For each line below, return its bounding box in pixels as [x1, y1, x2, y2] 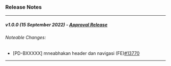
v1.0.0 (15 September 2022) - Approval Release [5, 21, 108, 27]
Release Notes [5, 4, 42, 11]
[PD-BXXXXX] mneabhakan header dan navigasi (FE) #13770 [12, 50, 140, 56]
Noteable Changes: [5, 35, 46, 41]
